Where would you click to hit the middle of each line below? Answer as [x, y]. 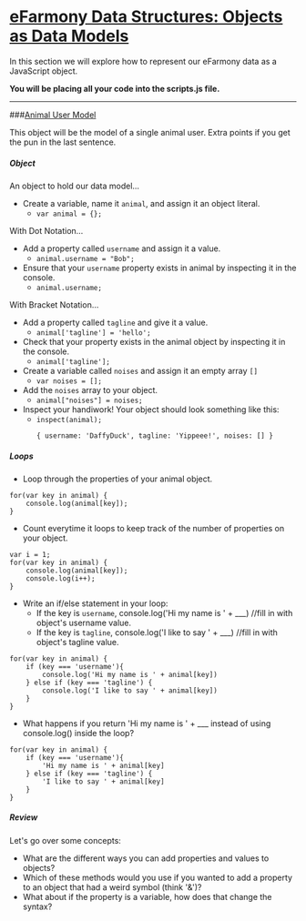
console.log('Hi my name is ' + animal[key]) [130, 674]
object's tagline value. [77, 642]
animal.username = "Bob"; [85, 258]
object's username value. [84, 622]
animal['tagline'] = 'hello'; [94, 333]
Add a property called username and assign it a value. [122, 248]
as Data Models [69, 36]
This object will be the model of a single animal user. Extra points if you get [150, 132]
